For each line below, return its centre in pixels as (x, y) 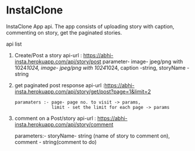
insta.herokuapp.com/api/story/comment (64, 124)
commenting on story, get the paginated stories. (64, 32)
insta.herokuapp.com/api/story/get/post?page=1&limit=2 (83, 91)
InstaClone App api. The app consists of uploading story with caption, (90, 26)
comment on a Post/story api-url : (55, 118)
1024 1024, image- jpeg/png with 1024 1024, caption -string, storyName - (102, 67)
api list (14, 44)
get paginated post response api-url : (59, 85)
